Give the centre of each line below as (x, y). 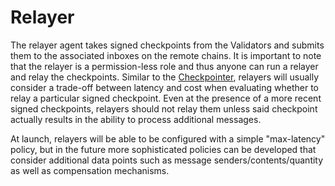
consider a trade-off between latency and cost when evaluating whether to (164, 87)
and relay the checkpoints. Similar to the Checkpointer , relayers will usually (165, 77)
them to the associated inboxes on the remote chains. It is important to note (166, 55)
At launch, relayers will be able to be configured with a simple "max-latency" (168, 138)
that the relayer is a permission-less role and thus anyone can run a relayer (164, 66)
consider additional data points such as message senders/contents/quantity (167, 160)
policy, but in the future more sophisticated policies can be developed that (163, 149)
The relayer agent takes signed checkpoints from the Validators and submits (167, 45)
